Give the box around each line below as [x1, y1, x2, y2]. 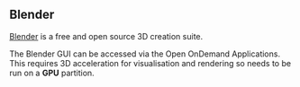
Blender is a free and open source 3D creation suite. [9, 30, 204, 41]
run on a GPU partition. [9, 67, 95, 78]
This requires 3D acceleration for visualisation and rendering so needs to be [9, 57, 291, 68]
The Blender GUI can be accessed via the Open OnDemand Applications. [9, 48, 281, 59]
